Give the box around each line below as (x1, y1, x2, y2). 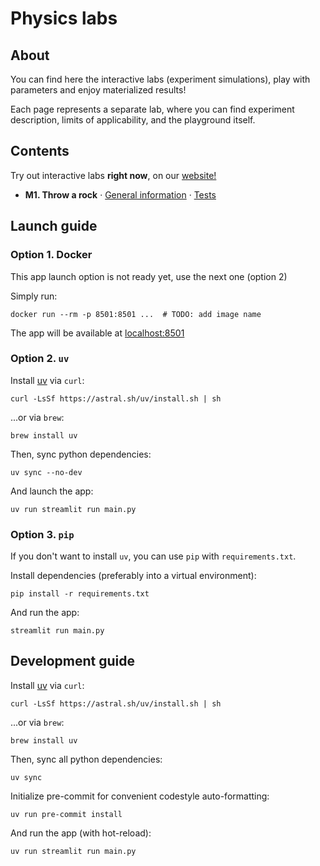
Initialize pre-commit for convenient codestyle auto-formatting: (10, 790, 270, 802)
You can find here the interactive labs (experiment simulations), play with (10, 73, 311, 85)
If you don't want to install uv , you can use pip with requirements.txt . (10, 550, 297, 562)
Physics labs (10, 7, 118, 30)
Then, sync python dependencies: (10, 448, 152, 460)
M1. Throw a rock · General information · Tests (24, 188, 217, 201)
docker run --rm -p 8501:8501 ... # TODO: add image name (10, 309, 262, 319)
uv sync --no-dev (10, 467, 83, 477)
